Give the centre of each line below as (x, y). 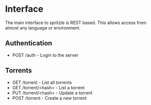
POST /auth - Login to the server (45, 55)
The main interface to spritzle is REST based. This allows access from (76, 23)
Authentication (29, 43)
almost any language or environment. (43, 27)
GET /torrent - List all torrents (42, 82)
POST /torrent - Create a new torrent (49, 98)
